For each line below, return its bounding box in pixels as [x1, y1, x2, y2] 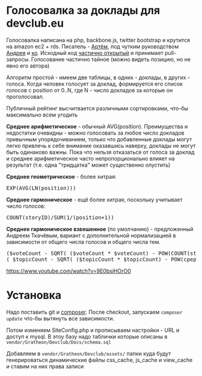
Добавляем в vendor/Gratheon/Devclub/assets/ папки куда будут [6, 349, 171, 357]
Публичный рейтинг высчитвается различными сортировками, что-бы [6, 104, 188, 112]
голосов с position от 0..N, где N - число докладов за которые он [6, 86, 173, 94]
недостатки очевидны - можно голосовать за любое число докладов [6, 129, 185, 136]
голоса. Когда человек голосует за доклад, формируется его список [6, 80, 183, 88]
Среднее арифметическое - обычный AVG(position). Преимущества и [6, 123, 188, 130]
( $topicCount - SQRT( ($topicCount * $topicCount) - [6, 256, 168, 263]
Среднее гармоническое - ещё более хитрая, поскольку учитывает [6, 196, 183, 203]
